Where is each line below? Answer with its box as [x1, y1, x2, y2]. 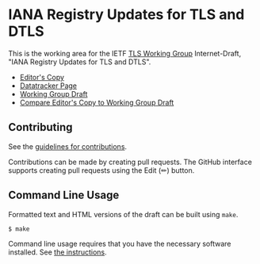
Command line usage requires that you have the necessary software [8, 239, 231, 249]
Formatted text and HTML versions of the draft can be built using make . [8, 209, 239, 219]
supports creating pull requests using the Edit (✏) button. [8, 165, 195, 175]
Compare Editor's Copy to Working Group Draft [19, 98, 174, 107]
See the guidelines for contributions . [8, 141, 128, 151]
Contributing [8, 121, 73, 134]
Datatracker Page [19, 81, 78, 90]
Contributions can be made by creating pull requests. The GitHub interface [8, 157, 252, 166]
